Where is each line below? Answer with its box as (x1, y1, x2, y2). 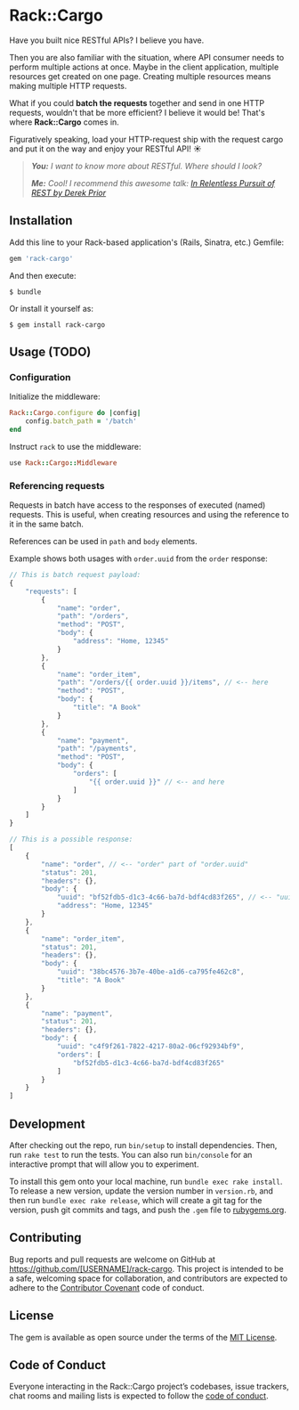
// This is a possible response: (9, 835, 133, 844)
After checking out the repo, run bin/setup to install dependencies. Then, (9, 1140, 278, 1151)
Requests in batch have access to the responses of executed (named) (9, 500, 266, 510)
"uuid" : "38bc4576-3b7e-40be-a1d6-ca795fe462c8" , (56, 967, 245, 976)
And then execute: (9, 270, 77, 281)
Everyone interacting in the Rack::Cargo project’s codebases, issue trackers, (9, 1381, 289, 1392)
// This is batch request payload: (9, 571, 141, 580)
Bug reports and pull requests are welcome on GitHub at (9, 1253, 216, 1265)
